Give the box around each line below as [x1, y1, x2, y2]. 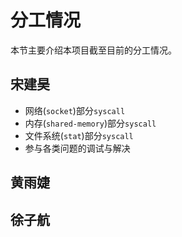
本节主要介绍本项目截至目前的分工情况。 [10, 44, 177, 56]
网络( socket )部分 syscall [24, 104, 126, 116]
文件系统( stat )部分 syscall [24, 129, 134, 141]
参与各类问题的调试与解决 [24, 142, 131, 154]
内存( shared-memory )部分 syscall [24, 117, 157, 129]
